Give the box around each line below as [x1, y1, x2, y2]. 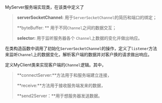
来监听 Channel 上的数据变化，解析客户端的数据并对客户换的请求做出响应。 [5, 51, 152, 57]
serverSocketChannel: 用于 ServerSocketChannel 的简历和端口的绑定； [16, 15, 157, 20]
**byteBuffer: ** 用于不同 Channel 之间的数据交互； [16, 25, 117, 31]
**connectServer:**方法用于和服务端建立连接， [16, 72, 112, 78]
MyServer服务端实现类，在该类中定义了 [5, 4, 84, 10]
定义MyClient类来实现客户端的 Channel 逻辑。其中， [5, 62, 106, 68]
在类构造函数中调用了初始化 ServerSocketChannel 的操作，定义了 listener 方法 [5, 46, 158, 51]
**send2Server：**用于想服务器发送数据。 [16, 93, 103, 99]
